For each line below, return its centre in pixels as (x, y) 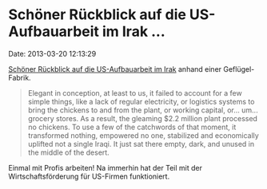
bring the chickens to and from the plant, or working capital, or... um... (143, 110)
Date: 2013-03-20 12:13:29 (52, 53)
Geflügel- (239, 69)
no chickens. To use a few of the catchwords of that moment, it (132, 127)
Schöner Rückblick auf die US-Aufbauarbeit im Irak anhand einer (115, 69)
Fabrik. (20, 77)
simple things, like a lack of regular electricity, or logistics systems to (141, 101)
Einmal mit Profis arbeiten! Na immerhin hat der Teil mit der (105, 167)
